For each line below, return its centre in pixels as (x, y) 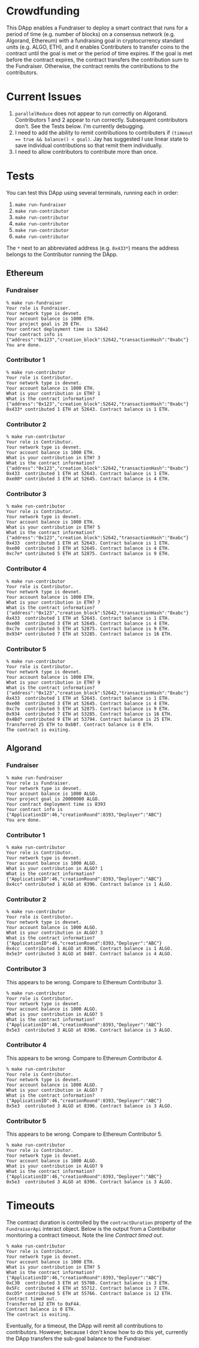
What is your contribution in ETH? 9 (53, 682)
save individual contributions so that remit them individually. (89, 145)
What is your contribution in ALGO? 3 (55, 933)
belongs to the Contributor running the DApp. (62, 254)
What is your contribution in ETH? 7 (53, 602)
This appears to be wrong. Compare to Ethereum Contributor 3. (85, 982)
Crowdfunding (43, 11)
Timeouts (31, 1206)
